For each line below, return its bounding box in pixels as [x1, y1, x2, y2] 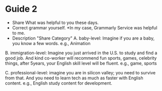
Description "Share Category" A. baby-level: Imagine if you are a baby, [12, 35, 155, 41]
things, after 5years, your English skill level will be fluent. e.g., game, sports [5, 60, 157, 66]
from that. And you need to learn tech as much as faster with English [5, 75, 143, 81]
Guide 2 [5, 3, 38, 15]
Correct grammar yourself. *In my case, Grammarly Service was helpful [12, 24, 158, 30]
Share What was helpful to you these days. [12, 20, 99, 25]
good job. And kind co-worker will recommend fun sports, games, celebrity [5, 55, 157, 61]
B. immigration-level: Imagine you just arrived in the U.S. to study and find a [5, 50, 158, 56]
